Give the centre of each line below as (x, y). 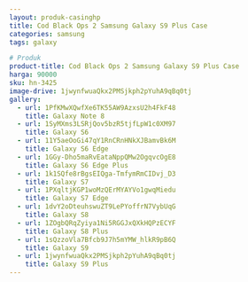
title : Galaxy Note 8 (65, 116)
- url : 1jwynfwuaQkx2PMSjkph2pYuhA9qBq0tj (97, 256)
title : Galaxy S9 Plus (67, 264)
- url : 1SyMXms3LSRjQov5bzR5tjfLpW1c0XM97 (97, 124)
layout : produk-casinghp (55, 17)
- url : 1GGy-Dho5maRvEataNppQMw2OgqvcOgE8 (97, 157)
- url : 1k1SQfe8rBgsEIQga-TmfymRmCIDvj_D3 (97, 174)
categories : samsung (47, 34)
